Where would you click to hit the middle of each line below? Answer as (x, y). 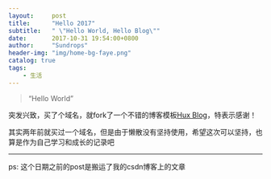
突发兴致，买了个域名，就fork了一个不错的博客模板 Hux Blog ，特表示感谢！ (133, 115)
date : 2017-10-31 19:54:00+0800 (73, 38)
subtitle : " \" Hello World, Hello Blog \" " (84, 31)
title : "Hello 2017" (52, 23)
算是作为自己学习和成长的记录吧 (61, 142)
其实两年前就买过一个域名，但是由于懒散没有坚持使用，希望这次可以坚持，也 (135, 132)
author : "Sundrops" (48, 46)
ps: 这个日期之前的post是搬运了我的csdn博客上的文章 (97, 166)
